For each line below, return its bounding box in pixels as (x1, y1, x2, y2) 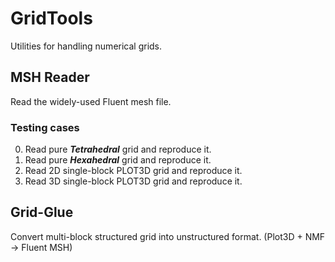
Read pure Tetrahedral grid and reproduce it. (24, 143, 212, 156)
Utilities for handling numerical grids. (10, 40, 163, 52)
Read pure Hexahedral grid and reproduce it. (24, 154, 212, 166)
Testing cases (10, 120, 80, 134)
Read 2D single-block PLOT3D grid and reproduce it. (24, 165, 243, 177)
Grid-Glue (10, 204, 74, 221)
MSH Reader (10, 69, 90, 86)
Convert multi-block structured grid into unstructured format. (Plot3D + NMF (10, 230, 326, 242)
